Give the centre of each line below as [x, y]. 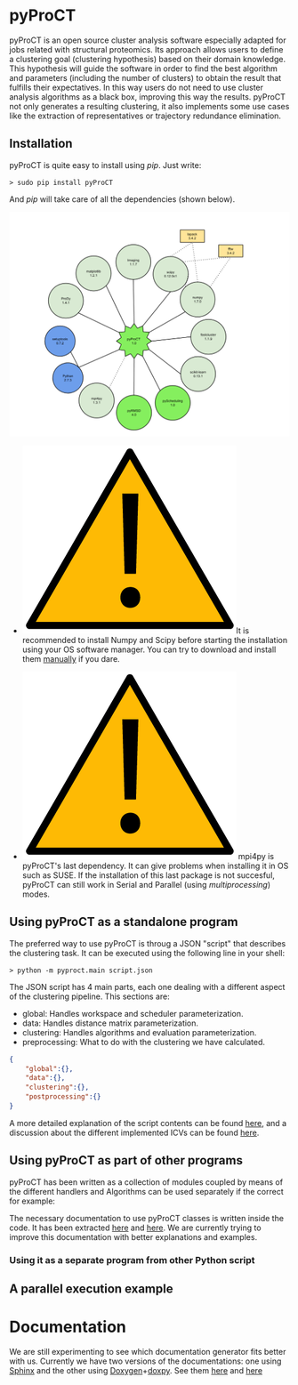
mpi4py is [256, 856]
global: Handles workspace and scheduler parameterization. [133, 1013]
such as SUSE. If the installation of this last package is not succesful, [149, 875]
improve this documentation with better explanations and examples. [133, 1236]
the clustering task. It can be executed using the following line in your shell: [147, 953]
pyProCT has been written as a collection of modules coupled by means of [146, 1182]
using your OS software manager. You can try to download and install [149, 649]
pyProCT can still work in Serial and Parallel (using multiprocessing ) [146, 884]
